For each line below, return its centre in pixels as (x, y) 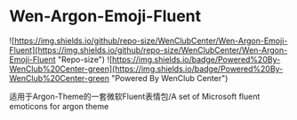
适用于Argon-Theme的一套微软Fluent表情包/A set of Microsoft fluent (135, 96)
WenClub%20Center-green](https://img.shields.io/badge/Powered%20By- (146, 69)
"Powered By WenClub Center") (169, 78)
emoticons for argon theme (59, 106)
